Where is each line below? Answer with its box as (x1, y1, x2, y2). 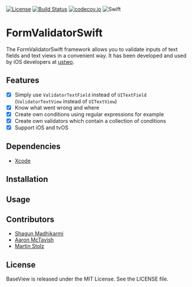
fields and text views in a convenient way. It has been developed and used (6, 52, 187, 59)
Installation (6, 174, 48, 184)
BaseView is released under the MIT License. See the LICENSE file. (6, 275, 169, 283)
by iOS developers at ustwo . (6, 58, 75, 65)
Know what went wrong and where (14, 104, 100, 111)
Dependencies (6, 142, 61, 152)
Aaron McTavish (14, 236, 54, 243)
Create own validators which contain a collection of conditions (14, 117, 166, 124)
